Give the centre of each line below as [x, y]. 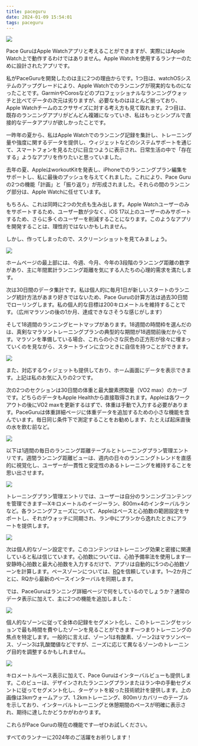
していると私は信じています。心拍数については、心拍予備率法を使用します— [99, 557]
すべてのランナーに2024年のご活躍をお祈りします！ [69, 737]
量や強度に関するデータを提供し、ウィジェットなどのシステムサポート [91, 143]
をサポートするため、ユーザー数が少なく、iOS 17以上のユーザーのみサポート [99, 212]
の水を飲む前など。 [29, 427]
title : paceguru [26, 11]
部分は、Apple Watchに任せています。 [57, 192]
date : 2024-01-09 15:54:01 [39, 17]
